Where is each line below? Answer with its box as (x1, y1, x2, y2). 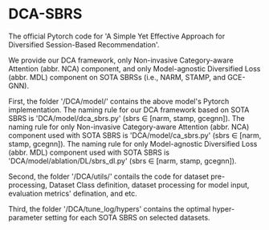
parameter (8, 212, 43, 222)
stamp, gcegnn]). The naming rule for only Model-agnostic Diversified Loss (8, 139, 258, 148)
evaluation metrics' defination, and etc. (8, 188, 138, 198)
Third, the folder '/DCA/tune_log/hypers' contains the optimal (8, 204, 211, 213)
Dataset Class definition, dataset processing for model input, (49, 180, 250, 189)
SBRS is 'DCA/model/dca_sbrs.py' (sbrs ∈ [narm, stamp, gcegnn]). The (8, 113, 245, 123)
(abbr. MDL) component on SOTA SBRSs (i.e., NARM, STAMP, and (8, 72, 226, 82)
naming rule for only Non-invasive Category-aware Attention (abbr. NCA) (8, 122, 250, 131)
